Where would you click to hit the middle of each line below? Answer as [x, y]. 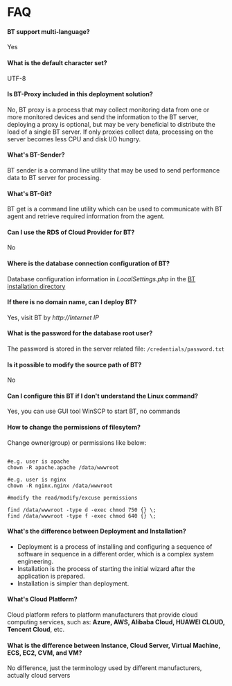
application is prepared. [51, 576]
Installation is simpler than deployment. [73, 583]
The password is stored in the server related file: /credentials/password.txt [116, 349]
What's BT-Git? [30, 193]
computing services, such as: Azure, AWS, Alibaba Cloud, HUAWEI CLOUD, [116, 622]
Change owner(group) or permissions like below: [77, 442]
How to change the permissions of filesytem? [74, 428]
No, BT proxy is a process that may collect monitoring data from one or [108, 109]
